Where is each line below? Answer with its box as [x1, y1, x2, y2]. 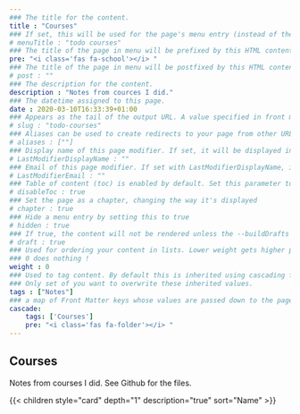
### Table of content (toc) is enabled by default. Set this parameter [9, 180, 281, 189]
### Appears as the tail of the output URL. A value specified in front [9, 113, 286, 122]
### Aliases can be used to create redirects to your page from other [9, 130, 278, 139]
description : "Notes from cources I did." [9, 88, 174, 97]
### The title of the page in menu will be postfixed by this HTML [9, 63, 266, 72]
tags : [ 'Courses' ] [25, 312, 94, 322]
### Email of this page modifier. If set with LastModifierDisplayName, [9, 163, 286, 172]
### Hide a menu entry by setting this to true [9, 212, 190, 222]
